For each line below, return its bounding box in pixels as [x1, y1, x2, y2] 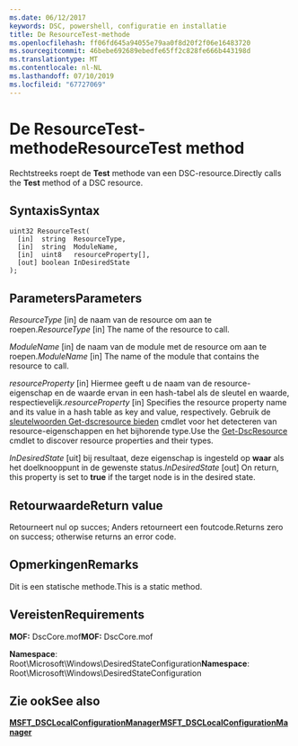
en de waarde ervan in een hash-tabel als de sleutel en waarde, [54, 387, 290, 398]
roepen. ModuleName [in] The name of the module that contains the [9, 351, 260, 362]
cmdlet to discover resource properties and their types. [9, 435, 214, 446]
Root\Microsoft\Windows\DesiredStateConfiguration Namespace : [9, 658, 250, 669]
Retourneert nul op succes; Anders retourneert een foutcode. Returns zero [9, 522, 284, 532]
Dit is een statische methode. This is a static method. [9, 581, 203, 591]
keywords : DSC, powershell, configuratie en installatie [9, 22, 227, 31]
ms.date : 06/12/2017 [9, 13, 87, 22]
